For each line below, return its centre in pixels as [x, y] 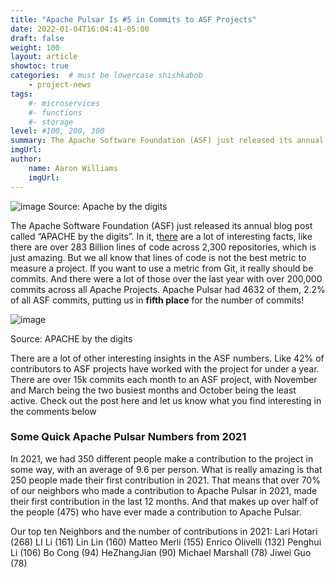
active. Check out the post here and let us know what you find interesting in [166, 400]
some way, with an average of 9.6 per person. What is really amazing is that [166, 469]
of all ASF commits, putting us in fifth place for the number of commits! [157, 300]
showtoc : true [40, 66]
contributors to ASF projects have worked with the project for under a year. [165, 368]
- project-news [60, 85]
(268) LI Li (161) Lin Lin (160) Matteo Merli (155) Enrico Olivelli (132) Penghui [166, 542]
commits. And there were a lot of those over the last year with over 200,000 [166, 278]
